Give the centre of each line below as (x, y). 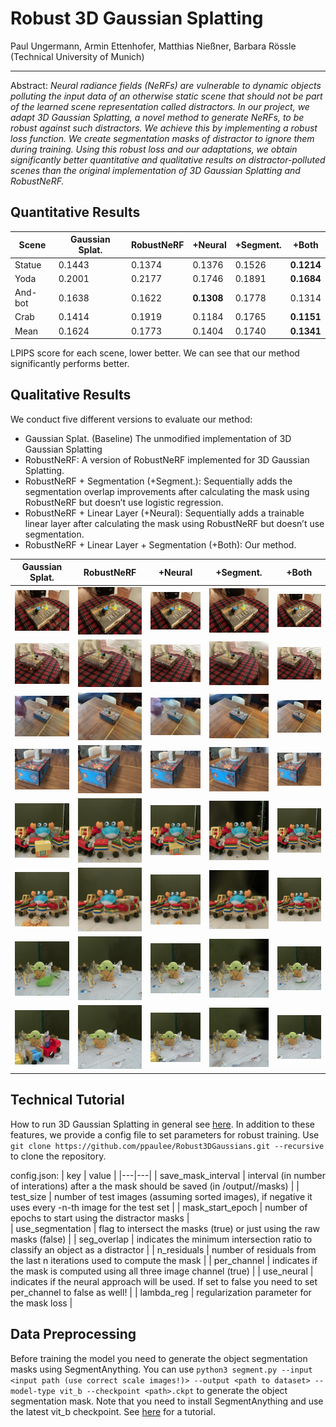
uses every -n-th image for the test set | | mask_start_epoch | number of (159, 1207)
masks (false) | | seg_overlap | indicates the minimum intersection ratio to (161, 1239)
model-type (33, 1391)
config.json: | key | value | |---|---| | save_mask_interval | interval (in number (168, 1175)
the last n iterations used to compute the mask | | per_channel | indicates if (164, 1260)
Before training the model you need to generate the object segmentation (159, 1358)
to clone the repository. (58, 1156)
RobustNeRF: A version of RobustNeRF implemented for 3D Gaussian (167, 459)
